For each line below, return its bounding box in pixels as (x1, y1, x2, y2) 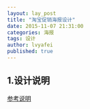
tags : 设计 (7, 35, 36, 42)
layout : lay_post (7, 10, 57, 17)
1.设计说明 (7, 75, 50, 87)
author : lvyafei (7, 42, 53, 48)
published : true (7, 48, 53, 55)
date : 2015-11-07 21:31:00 (7, 22, 84, 29)
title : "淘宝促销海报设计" (7, 16, 76, 23)
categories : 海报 (7, 29, 55, 36)
